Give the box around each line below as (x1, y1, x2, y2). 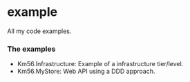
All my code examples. (7, 27, 72, 35)
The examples (7, 44, 56, 54)
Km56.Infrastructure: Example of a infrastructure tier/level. (17, 60, 184, 68)
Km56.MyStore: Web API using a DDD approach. (17, 67, 155, 76)
